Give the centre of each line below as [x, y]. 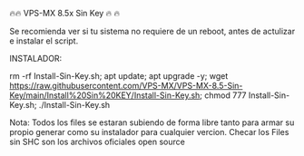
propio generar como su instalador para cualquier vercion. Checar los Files [149, 132]
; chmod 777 [223, 95]
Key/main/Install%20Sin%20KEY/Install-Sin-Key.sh [105, 95]
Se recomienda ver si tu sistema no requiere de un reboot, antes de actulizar [152, 31]
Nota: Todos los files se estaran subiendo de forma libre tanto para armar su [152, 122]
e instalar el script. [44, 41]
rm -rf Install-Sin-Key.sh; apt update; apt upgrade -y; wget [119, 76]
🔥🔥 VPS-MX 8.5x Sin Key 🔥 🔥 [65, 13]
